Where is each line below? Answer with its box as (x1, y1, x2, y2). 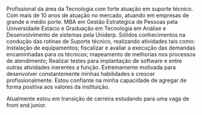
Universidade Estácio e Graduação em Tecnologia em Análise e (6, 24, 166, 32)
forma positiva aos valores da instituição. (6, 83, 110, 91)
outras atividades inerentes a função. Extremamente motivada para (6, 64, 176, 71)
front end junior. (6, 102, 47, 109)
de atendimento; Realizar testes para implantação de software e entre (6, 57, 182, 64)
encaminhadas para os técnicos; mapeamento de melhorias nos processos (6, 51, 196, 57)
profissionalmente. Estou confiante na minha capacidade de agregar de (6, 76, 187, 84)
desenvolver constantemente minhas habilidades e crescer (6, 70, 155, 77)
